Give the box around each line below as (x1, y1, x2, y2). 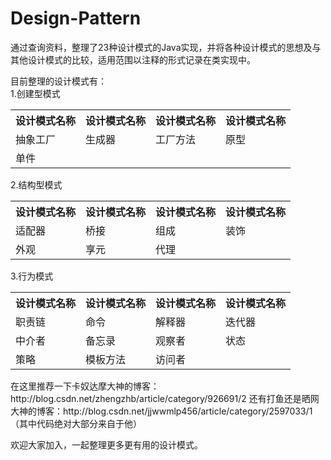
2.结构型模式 (10, 178, 63, 191)
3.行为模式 (10, 270, 54, 282)
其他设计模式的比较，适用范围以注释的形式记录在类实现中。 (10, 53, 256, 66)
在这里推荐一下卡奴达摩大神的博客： (10, 380, 160, 392)
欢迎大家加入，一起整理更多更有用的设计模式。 (10, 438, 203, 451)
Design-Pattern (10, 7, 142, 30)
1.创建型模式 (10, 87, 61, 99)
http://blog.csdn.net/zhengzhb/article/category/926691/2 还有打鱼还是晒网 (10, 392, 320, 404)
